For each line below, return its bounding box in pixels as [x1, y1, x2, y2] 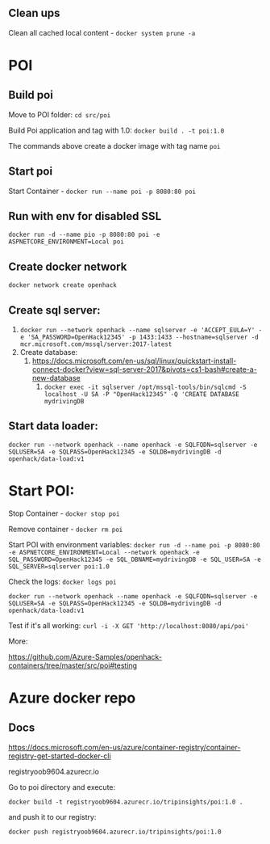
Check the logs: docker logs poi [8, 576, 117, 586]
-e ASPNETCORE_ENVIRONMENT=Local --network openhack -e [8, 548, 200, 556]
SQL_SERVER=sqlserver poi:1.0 [8, 562, 110, 571]
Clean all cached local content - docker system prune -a [8, 27, 196, 37]
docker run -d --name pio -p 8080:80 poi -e [8, 230, 160, 239]
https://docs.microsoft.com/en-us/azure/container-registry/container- [8, 742, 241, 752]
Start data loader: [8, 420, 99, 433]
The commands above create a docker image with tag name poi [8, 141, 221, 150]
